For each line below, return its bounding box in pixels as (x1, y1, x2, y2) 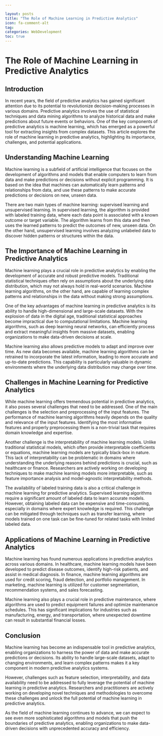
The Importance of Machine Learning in (5, 247, 127, 255)
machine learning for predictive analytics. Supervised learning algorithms (5, 490, 152, 496)
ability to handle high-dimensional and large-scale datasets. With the (5, 308, 144, 314)
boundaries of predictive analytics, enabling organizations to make (5, 720, 139, 726)
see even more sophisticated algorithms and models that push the (5, 715, 138, 721)
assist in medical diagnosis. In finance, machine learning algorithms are (5, 572, 148, 577)
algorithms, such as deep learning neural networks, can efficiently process (5, 323, 155, 329)
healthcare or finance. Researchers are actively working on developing (5, 465, 147, 471)
